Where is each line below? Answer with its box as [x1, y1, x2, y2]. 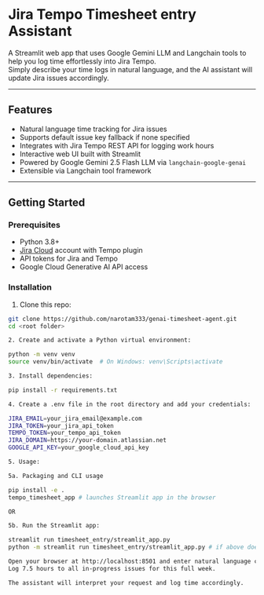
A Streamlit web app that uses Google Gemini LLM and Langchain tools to [8, 48, 247, 57]
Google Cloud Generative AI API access [19, 262, 148, 272]
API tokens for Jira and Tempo [19, 254, 118, 264]
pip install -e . [8, 486, 65, 494]
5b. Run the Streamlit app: [8, 522, 101, 530]
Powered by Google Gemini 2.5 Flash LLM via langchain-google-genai [19, 157, 246, 166]
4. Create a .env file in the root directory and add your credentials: [8, 400, 251, 408]
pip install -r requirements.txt [8, 386, 118, 394]
